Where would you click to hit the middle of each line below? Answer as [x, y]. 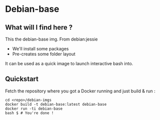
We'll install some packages [40, 49]
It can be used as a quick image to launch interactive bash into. [69, 63]
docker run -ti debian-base [34, 109]
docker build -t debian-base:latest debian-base [56, 104]
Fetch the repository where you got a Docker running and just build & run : [80, 91]
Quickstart [22, 79]
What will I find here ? [39, 27]
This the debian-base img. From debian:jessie [51, 39]
